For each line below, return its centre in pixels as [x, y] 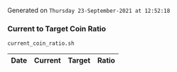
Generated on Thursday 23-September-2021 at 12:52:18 [89, 10]
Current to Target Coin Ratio [57, 29]
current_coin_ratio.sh [41, 43]
